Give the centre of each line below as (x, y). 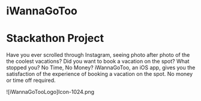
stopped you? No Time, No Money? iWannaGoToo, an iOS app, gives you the (101, 68)
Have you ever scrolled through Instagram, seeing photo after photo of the (98, 55)
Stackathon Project (55, 39)
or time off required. (31, 80)
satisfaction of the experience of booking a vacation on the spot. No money (100, 74)
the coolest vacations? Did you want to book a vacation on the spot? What (98, 62)
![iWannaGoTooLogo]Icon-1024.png (50, 92)
